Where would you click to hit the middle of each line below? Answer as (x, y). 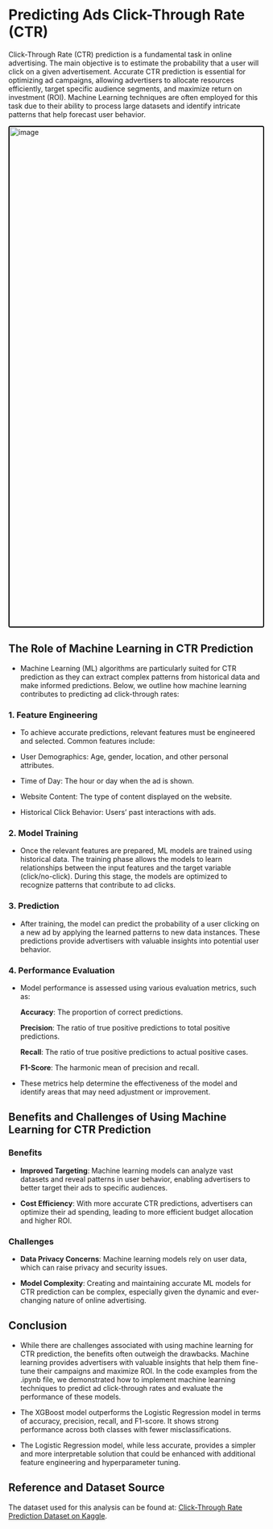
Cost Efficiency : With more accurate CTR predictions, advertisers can (136, 1203)
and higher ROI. (46, 1220)
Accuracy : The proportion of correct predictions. (101, 1012)
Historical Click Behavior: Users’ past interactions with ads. (118, 813)
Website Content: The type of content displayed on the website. (126, 796)
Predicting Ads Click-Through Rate (127, 15)
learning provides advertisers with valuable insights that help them (130, 1362)
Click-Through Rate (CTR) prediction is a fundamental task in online (120, 54)
